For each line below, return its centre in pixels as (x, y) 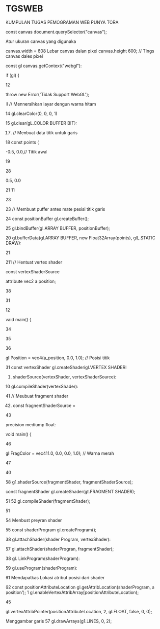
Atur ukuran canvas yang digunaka (41, 41)
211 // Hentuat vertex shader (34, 262)
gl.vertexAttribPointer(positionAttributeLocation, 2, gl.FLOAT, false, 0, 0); (79, 611)
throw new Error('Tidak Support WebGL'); (48, 94)
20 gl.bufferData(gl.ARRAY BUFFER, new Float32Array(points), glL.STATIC (81, 238)
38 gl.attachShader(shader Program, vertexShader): (58, 539)
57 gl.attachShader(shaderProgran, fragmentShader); (60, 549)
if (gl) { (13, 75)
